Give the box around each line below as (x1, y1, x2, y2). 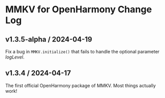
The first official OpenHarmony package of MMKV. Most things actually (5, 82, 156, 88)
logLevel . (5, 54, 25, 60)
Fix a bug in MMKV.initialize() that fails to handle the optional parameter (5, 49, 160, 54)
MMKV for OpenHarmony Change (5, 4, 152, 15)
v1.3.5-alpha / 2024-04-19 (5, 35, 92, 44)
